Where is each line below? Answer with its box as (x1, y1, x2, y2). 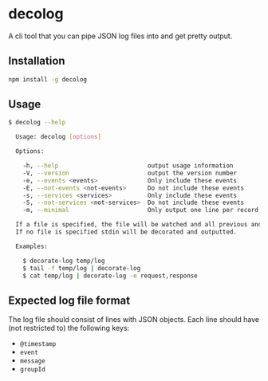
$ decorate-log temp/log (22, 257, 105, 265)
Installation (8, 54, 65, 68)
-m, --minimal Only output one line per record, (22, 206, 262, 214)
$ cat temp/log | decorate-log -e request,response (22, 272, 198, 280)
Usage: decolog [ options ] (15, 133, 102, 141)
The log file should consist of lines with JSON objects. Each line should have (8, 315, 260, 324)
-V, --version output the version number (22, 169, 238, 177)
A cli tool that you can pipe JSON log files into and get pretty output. (8, 31, 233, 41)
